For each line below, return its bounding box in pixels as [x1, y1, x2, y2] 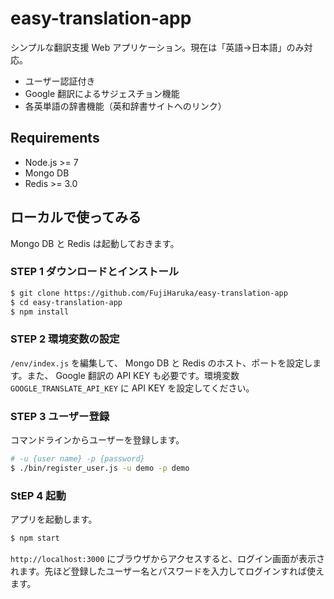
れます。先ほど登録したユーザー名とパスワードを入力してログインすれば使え [10, 565, 325, 577]
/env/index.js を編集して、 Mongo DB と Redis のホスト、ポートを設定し [10, 357, 313, 369]
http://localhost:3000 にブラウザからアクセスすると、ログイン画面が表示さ [10, 553, 326, 564]
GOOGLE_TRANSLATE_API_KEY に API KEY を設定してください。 [10, 382, 255, 394]
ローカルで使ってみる [10, 209, 142, 226]
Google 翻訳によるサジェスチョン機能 [24, 87, 180, 99]
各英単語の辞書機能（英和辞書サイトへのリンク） [24, 100, 227, 112]
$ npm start [10, 533, 60, 544]
